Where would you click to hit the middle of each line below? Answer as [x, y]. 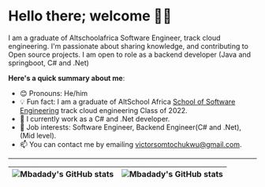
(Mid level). [38, 135]
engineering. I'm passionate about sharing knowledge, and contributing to [128, 46]
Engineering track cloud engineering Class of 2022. [103, 110]
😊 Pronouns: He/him [54, 93]
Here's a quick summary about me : [67, 78]
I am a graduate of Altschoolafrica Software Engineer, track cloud [114, 38]
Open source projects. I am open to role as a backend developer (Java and [129, 54]
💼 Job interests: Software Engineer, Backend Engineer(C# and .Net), [131, 127]
